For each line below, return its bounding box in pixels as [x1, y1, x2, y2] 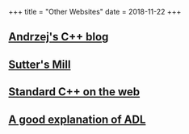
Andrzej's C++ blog [8, 30, 109, 44]
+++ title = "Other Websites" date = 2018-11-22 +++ [8, 7, 182, 16]
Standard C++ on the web [8, 85, 141, 99]
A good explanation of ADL [8, 112, 146, 126]
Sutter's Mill [8, 57, 71, 71]
